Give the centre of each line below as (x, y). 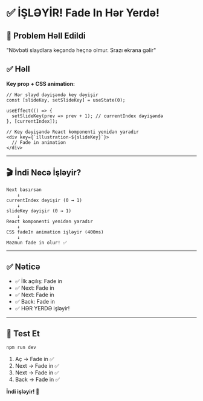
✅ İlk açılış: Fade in (38, 281)
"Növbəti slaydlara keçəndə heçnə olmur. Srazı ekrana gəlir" (81, 50)
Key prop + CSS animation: (41, 83)
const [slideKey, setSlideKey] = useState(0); (66, 100)
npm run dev (21, 348)
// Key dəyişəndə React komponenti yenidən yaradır (72, 132)
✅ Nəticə (23, 267)
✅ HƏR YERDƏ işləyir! (42, 308)
